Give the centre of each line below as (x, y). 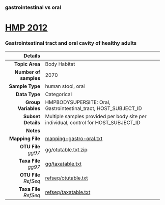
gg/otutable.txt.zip (66, 150)
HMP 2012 (27, 28)
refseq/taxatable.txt (68, 192)
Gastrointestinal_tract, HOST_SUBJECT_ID (94, 108)
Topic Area (27, 64)
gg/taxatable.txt (63, 164)
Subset (32, 116)
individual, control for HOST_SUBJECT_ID (93, 123)
